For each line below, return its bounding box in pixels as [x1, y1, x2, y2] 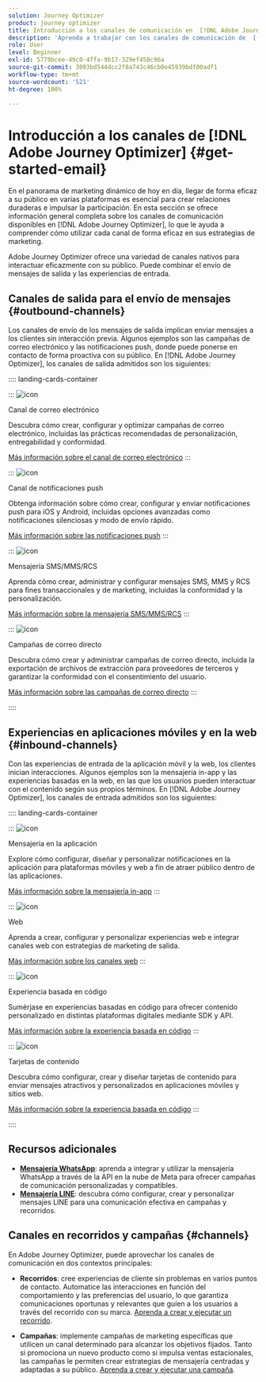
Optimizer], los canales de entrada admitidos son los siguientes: [8, 792, 218, 802]
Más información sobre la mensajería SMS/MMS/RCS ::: [8, 609, 190, 619]
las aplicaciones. [8, 871, 63, 880]
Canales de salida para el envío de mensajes [8, 292, 231, 305]
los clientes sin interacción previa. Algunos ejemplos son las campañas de [8, 334, 251, 343]
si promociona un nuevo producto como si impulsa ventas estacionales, [19, 1348, 254, 1357]
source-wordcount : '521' [8, 78, 90, 86]
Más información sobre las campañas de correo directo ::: [8, 687, 197, 697]
